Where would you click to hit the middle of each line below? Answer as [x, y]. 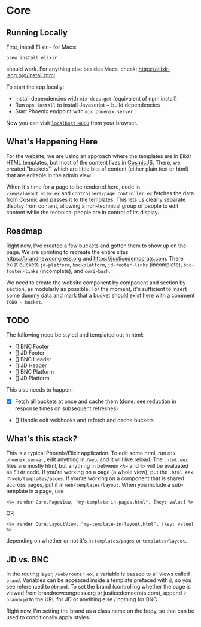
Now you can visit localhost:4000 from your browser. [72, 123]
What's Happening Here [52, 142]
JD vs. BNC [28, 560]
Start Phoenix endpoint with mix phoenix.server [74, 111]
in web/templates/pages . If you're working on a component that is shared [95, 478]
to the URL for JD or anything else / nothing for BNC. [94, 599]
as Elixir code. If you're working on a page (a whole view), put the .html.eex [100, 472]
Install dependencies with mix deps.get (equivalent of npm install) [96, 99]
